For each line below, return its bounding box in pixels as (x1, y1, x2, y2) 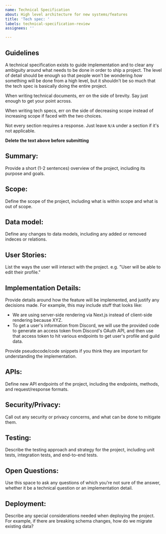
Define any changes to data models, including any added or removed (5, 231, 147, 237)
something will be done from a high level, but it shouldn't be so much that (5, 78, 156, 84)
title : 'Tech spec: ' (5, 16, 50, 21)
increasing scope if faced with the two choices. (5, 113, 102, 119)
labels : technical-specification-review (5, 21, 90, 26)
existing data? (5, 524, 34, 530)
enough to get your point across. (5, 98, 72, 104)
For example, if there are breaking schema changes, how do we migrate (5, 518, 153, 524)
